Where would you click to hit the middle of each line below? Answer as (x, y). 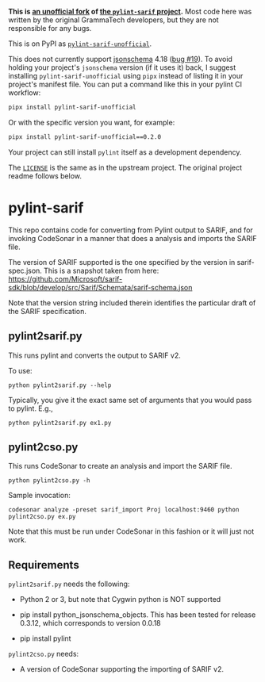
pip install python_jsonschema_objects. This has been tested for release (138, 615)
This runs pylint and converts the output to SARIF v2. (94, 355)
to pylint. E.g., (31, 408)
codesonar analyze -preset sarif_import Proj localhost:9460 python (124, 510)
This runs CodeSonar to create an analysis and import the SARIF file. (120, 466)
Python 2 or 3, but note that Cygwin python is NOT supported (120, 600)
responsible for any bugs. (50, 28)
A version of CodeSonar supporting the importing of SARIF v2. (122, 669)
